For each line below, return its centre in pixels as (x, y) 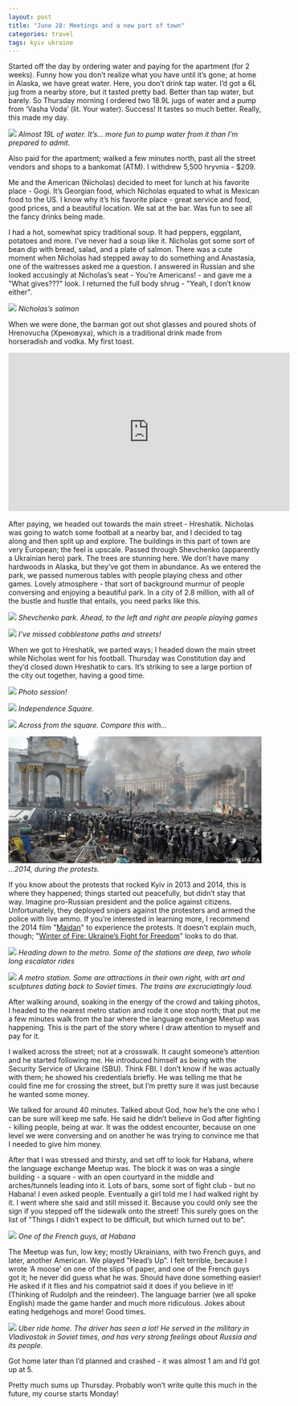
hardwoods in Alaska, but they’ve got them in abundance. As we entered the (135, 567)
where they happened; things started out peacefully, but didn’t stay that (127, 893)
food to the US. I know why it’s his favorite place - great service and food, (130, 200)
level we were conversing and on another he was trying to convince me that (134, 1136)
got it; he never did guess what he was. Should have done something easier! (135, 1278)
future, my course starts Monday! (63, 1394)
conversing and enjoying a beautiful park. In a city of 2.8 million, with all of (131, 592)
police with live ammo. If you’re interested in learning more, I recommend (129, 919)
